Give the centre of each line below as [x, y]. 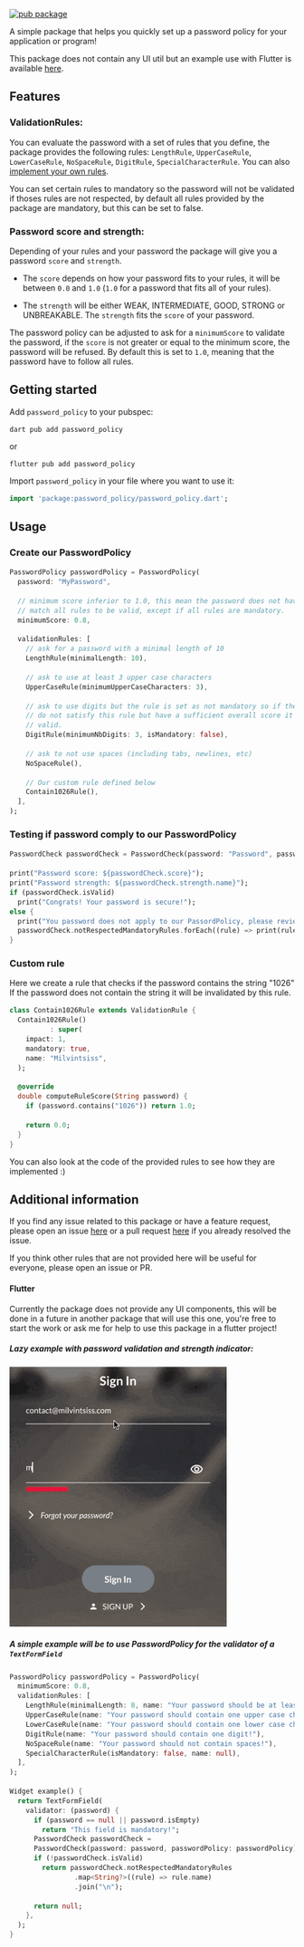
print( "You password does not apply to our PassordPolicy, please [145, 921]
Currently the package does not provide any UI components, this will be [143, 1309]
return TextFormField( [60, 1801]
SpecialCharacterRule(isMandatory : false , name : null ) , [133, 1753]
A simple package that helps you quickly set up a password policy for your [148, 31]
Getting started [53, 390]
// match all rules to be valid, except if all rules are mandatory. [151, 610]
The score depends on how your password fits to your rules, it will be [151, 278]
